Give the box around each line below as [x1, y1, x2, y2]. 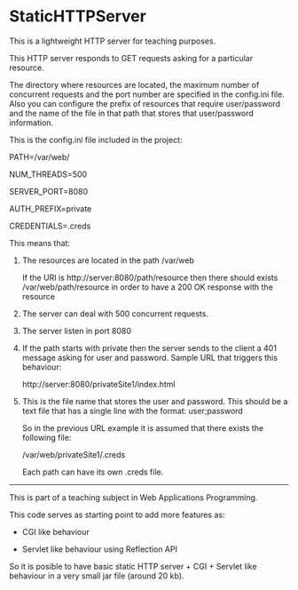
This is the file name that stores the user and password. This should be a [21, 395, 288, 406]
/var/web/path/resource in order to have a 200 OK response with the [21, 282, 273, 292]
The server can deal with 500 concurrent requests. [21, 308, 208, 319]
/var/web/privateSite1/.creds [21, 449, 126, 459]
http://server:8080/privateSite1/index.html [21, 379, 176, 389]
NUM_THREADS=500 [9, 169, 88, 179]
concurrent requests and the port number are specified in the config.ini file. [9, 89, 286, 100]
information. [9, 117, 54, 128]
